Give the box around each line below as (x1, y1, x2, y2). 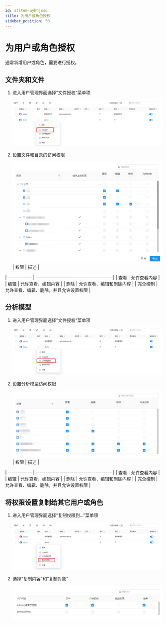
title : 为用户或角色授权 (5, 13, 51, 18)
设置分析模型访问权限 (12, 381, 56, 387)
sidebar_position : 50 (5, 18, 50, 23)
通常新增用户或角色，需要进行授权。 (5, 60, 80, 66)
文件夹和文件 (5, 75, 45, 84)
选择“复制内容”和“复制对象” (12, 575, 69, 582)
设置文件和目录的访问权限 (12, 152, 65, 158)
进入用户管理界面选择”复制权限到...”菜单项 (12, 512, 98, 518)
